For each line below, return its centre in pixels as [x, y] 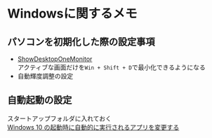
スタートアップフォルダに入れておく [60, 118]
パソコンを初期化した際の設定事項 [81, 42]
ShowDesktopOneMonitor [55, 59]
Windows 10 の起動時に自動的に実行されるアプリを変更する [93, 127]
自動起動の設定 [40, 101]
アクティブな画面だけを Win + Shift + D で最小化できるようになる [111, 67]
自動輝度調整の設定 [45, 76]
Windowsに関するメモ [72, 14]
